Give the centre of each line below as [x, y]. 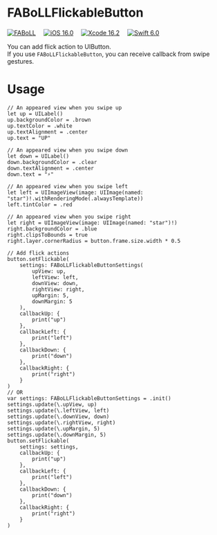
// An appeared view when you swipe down [68, 150]
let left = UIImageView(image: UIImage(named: [75, 192]
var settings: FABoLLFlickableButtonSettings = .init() [89, 398]
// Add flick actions [38, 253]
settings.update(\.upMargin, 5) [54, 428]
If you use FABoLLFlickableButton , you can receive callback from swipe [108, 54]
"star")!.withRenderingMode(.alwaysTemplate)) [75, 199]
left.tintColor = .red [40, 205]
